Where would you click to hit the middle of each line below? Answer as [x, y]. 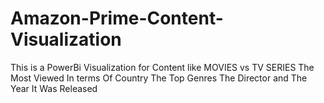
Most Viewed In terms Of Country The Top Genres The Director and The [159, 78]
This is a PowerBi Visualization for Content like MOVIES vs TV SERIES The [162, 67]
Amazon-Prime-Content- [117, 18]
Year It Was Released [54, 88]
